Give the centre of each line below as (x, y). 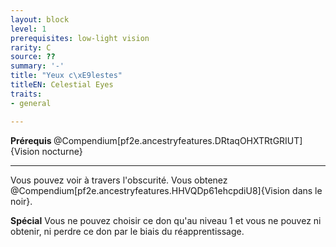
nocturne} (62, 151)
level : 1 (28, 29)
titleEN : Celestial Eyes (62, 85)
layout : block (40, 19)
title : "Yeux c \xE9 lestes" (66, 76)
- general (31, 103)
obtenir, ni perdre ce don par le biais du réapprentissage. (127, 231)
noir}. (21, 201)
